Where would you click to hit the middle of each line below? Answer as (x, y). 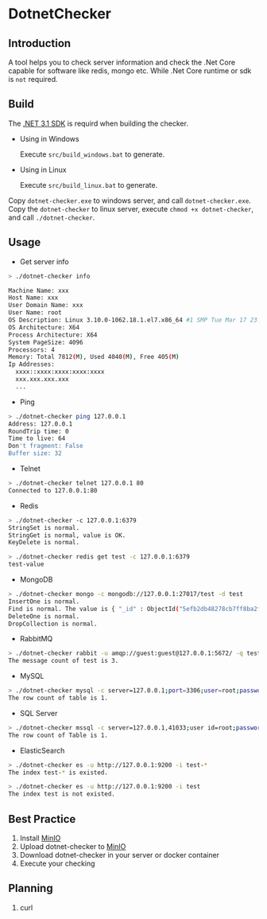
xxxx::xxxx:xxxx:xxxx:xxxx (60, 372)
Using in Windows (49, 138)
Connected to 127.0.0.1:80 (53, 490)
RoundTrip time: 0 (39, 431)
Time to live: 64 (37, 438)
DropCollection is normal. (53, 624)
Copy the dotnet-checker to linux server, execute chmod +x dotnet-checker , (131, 208)
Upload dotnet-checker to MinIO (73, 846)
